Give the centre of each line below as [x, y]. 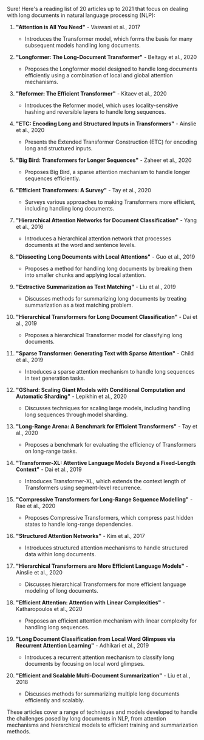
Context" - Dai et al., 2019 [49, 469]
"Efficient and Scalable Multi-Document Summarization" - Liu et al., [103, 675]
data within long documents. [60, 554]
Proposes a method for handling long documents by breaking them [109, 268]
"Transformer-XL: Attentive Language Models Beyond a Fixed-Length [106, 463]
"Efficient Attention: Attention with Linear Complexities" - [90, 602]
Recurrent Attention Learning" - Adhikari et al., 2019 [82, 645]
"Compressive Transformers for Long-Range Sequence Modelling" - [104, 499]
